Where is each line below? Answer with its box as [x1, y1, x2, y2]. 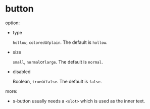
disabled [12, 69, 31, 75]
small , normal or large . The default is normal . [12, 59, 104, 65]
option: [5, 20, 20, 26]
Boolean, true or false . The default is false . [12, 78, 102, 84]
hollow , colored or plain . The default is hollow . [12, 39, 108, 45]
